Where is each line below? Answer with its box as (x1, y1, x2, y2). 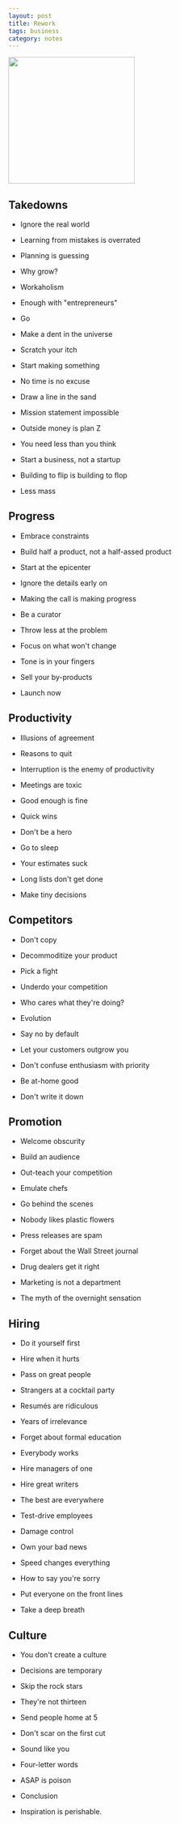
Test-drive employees (19, 1511, 93, 1520)
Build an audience (19, 1152, 81, 1162)
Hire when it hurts (19, 1354, 80, 1364)
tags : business (8, 27, 60, 35)
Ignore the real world (19, 219, 90, 229)
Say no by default (19, 1029, 79, 1039)
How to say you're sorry (19, 1574, 101, 1584)
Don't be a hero (19, 827, 73, 836)
